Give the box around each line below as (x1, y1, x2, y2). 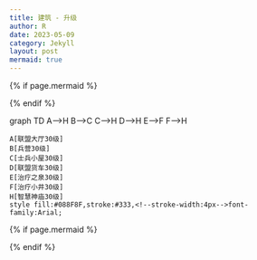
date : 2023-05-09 (9, 30, 75, 39)
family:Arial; (9, 208, 63, 217)
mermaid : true (9, 55, 63, 64)
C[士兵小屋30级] (9, 154, 64, 163)
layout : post (9, 47, 59, 56)
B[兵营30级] (9, 144, 51, 153)
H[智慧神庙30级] (9, 192, 64, 201)
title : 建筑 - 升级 (9, 13, 78, 23)
